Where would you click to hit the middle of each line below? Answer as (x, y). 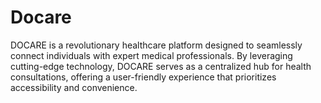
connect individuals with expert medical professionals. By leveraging (151, 55)
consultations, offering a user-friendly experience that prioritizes (143, 77)
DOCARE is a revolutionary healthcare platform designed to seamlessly (156, 45)
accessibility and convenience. (74, 87)
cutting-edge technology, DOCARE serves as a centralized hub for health (161, 66)
